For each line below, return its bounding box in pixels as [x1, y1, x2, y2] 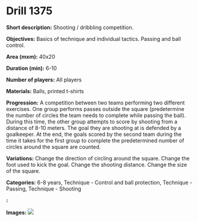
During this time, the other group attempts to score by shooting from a [6, 118, 178, 125]
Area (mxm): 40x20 [6, 53, 55, 60]
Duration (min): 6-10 [6, 64, 58, 72]
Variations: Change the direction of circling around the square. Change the [6, 154, 190, 161]
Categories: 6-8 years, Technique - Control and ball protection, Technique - [6, 179, 193, 186]
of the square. [6, 167, 40, 175]
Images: [6, 209, 27, 216]
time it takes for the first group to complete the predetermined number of [6, 137, 185, 144]
